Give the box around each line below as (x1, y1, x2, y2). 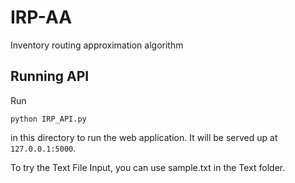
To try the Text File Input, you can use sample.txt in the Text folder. (10, 161, 286, 173)
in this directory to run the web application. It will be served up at (10, 131, 278, 143)
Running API (10, 68, 90, 85)
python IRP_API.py (10, 114, 87, 124)
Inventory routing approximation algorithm (10, 39, 184, 51)
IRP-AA (10, 6, 73, 29)
